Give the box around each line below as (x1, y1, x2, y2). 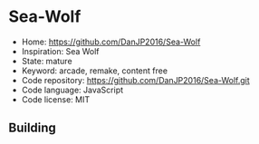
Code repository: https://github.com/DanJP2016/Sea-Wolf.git (21, 74, 250, 85)
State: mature (21, 55, 73, 66)
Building (8, 120, 56, 136)
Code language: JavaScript (21, 84, 124, 95)
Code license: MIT (21, 93, 91, 105)
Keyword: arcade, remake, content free (21, 65, 168, 76)
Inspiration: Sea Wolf (21, 45, 101, 56)
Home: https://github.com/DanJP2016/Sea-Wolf (21, 36, 201, 47)
